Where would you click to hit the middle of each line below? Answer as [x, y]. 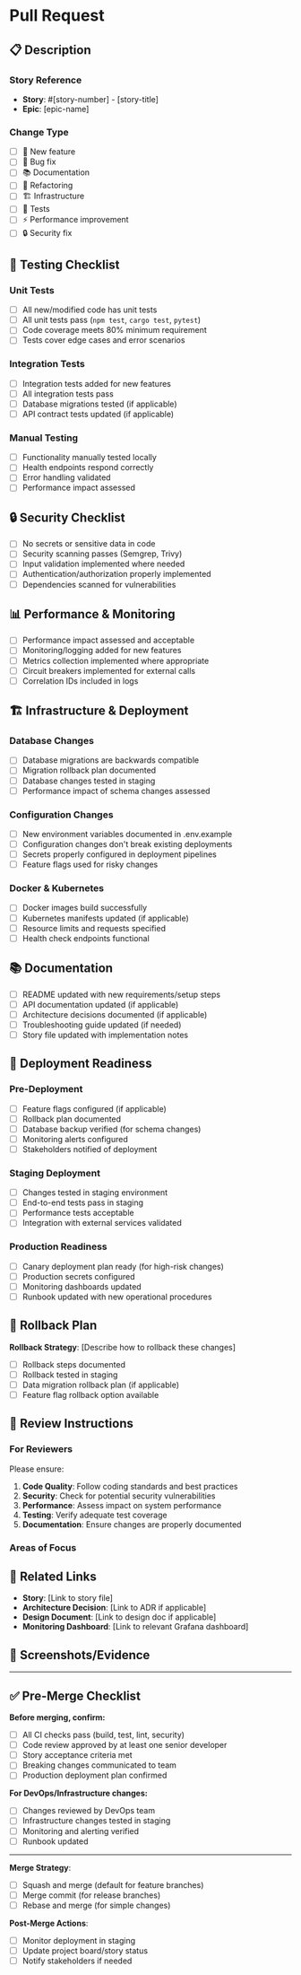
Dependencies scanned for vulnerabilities [99, 584]
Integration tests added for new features [97, 383]
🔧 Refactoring [47, 186]
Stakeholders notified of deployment [90, 1149]
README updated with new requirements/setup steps [121, 994]
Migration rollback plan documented [89, 770]
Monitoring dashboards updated [82, 1286]
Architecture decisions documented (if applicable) [115, 1014]
